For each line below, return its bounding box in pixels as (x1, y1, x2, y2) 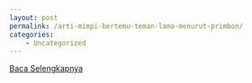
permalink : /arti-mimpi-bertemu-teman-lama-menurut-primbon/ (9, 22, 244, 31)
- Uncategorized (25, 38, 87, 48)
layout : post (9, 13, 58, 23)
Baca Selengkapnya (9, 63, 84, 74)
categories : (9, 30, 54, 39)
